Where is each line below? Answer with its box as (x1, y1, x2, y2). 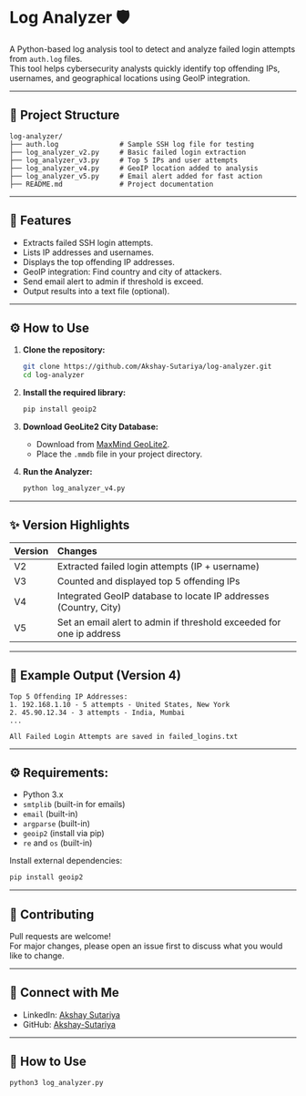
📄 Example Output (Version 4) (9, 668, 182, 683)
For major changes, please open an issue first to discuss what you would (9, 940, 283, 951)
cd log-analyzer (22, 371, 85, 380)
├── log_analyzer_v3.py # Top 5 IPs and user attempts (9, 156, 239, 165)
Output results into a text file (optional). (22, 285, 170, 296)
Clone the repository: (22, 344, 106, 355)
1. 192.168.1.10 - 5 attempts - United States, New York (9, 700, 230, 709)
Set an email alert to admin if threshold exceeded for (57, 616, 281, 629)
